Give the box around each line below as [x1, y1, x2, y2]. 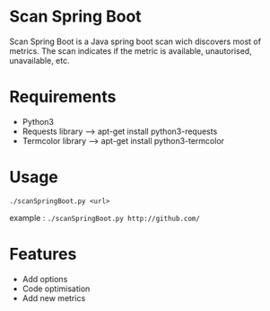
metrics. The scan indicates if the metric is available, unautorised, [9, 45, 253, 56]
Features [9, 244, 77, 264]
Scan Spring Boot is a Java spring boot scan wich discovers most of [9, 36, 262, 47]
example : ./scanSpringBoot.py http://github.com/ [9, 212, 200, 223]
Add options [22, 273, 68, 284]
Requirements [9, 87, 117, 107]
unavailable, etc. [9, 55, 70, 66]
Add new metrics [22, 292, 86, 303]
